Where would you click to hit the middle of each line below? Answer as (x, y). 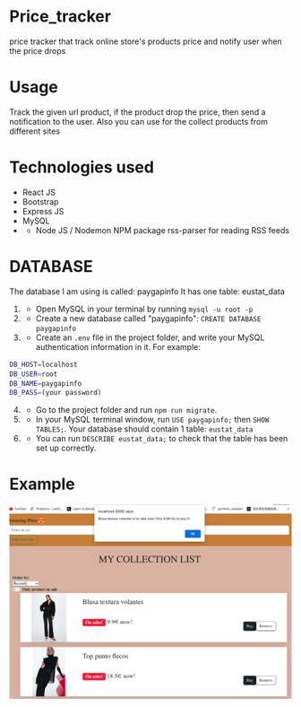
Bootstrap (40, 201)
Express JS (43, 211)
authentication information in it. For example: (118, 346)
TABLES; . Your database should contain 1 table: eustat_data (144, 429)
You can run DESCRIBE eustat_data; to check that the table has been (162, 439)
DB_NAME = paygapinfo (46, 383)
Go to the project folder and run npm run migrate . (126, 410)
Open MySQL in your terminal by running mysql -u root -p (144, 309)
